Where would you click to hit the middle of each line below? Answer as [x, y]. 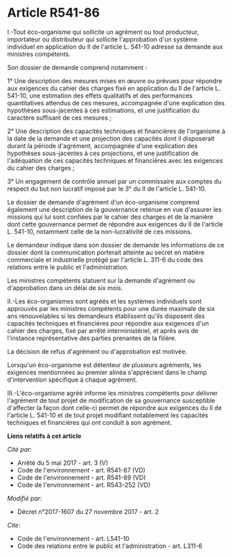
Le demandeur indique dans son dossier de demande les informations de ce [116, 245]
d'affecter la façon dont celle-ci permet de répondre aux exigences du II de [115, 407]
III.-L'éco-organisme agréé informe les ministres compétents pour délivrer [113, 393]
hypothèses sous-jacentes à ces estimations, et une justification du [103, 110]
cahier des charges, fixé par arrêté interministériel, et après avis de [103, 330]
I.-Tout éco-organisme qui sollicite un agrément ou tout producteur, [103, 32]
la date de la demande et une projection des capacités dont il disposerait [111, 138]
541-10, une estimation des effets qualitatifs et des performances [100, 96]
